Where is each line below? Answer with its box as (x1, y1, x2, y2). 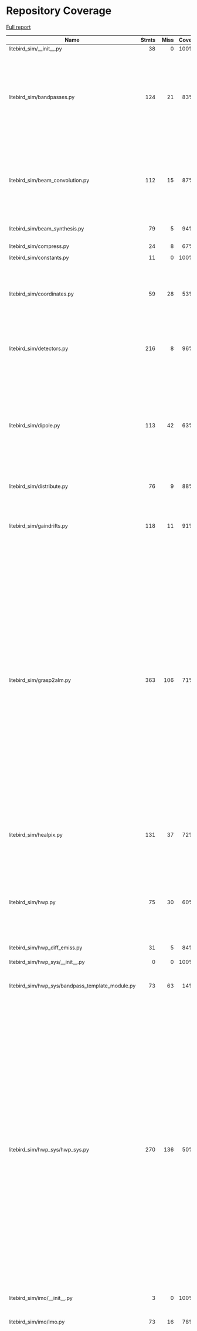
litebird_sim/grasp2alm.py (8, 677, 72, 684)
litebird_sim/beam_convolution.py (8, 176, 90, 184)
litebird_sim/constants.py (8, 254, 69, 261)
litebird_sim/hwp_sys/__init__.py (8, 959, 85, 966)
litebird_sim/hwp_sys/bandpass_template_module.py (8, 982, 136, 989)
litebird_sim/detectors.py (8, 345, 69, 352)
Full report (6, 23, 31, 30)
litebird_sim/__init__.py (8, 45, 63, 52)
